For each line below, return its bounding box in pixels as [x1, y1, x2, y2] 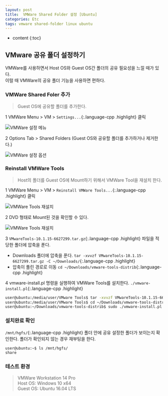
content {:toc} [12, 35, 41, 41]
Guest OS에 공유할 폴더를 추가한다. [17, 103, 86, 109]
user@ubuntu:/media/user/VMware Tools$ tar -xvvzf [5, 295, 113, 300]
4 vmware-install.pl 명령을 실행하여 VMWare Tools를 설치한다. [5, 279, 129, 285]
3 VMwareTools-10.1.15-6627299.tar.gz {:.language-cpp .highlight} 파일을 [5, 235, 154, 241]
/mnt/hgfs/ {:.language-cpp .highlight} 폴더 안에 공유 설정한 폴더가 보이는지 [5, 329, 155, 335]
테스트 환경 [5, 363, 30, 370]
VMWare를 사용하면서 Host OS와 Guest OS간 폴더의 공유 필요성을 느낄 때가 [5, 65, 154, 71]
